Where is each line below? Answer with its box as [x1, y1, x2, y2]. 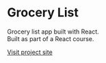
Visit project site [7, 48, 53, 56]
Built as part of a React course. [7, 34, 94, 42]
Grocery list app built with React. [7, 27, 99, 36]
